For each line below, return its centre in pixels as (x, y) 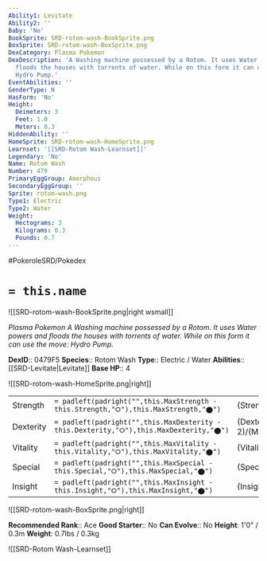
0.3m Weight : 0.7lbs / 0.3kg (54, 533)
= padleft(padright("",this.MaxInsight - (133, 482)
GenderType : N (32, 90)
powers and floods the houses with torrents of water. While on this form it (129, 335)
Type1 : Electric (35, 201)
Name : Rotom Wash (37, 164)
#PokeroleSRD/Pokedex (47, 261)
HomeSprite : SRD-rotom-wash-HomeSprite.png (81, 141)
